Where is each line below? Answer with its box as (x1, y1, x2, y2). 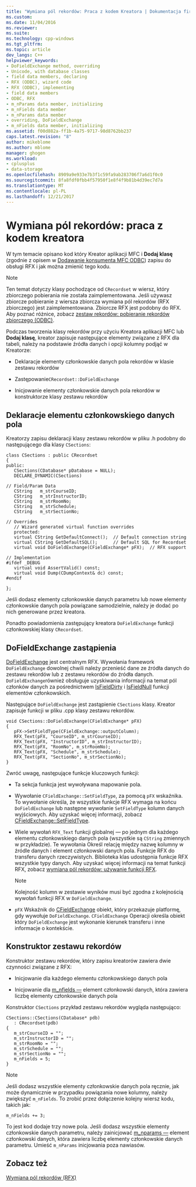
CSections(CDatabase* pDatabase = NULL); (13, 468, 116, 474)
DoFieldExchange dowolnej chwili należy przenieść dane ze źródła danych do (6, 664, 190, 671)
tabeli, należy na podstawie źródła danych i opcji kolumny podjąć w (6, 341, 168, 348)
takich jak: (6, 1101, 31, 1108)
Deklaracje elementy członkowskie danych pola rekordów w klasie (14, 358, 174, 365)
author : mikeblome (6, 139, 51, 145)
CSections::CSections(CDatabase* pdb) (6, 1015, 100, 1021)
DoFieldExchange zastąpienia (6, 643, 117, 653)
